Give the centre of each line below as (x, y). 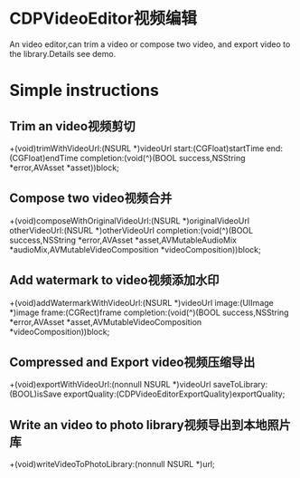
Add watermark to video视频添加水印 (114, 280)
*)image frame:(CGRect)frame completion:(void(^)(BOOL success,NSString (149, 312)
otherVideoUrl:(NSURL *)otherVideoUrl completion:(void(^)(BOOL (131, 230)
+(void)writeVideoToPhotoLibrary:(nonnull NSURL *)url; (112, 464)
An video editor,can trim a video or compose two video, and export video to (150, 44)
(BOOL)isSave (35, 394)
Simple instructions (84, 91)
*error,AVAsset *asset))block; (64, 167)
